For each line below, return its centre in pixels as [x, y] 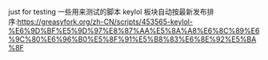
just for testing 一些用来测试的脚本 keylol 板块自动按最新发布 [108, 12]
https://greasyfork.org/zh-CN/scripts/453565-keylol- [105, 22]
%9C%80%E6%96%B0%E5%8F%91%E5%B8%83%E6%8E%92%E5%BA [132, 39]
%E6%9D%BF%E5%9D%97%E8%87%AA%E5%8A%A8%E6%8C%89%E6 [134, 31]
